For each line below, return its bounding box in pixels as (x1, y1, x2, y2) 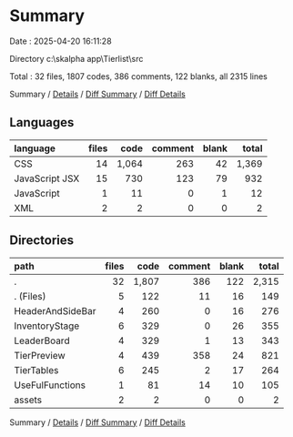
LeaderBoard (14, 334, 70, 347)
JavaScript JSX (14, 172, 80, 185)
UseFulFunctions (14, 379, 86, 391)
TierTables (14, 363, 59, 376)
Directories (9, 233, 75, 249)
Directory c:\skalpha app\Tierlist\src (9, 53, 144, 64)
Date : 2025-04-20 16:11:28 (9, 36, 112, 46)
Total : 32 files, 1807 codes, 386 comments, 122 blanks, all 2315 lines (9, 70, 268, 82)
